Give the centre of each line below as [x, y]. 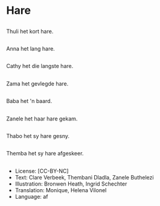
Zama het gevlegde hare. [37, 83]
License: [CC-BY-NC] [42, 171]
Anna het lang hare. [31, 48]
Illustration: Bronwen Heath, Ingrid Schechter [71, 184]
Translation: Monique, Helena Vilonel [61, 190]
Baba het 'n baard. [29, 101]
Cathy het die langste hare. [40, 66]
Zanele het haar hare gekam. [42, 119]
